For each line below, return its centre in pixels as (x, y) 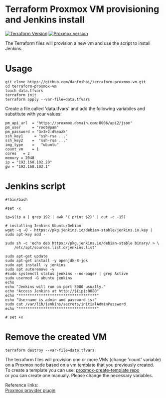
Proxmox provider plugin (30, 390)
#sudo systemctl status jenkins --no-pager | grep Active (67, 273)
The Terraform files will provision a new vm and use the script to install (78, 43)
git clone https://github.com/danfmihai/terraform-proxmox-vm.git (76, 82)
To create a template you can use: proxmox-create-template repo (72, 370)
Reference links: (22, 385)
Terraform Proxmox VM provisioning (82, 9)
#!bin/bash (16, 199)
